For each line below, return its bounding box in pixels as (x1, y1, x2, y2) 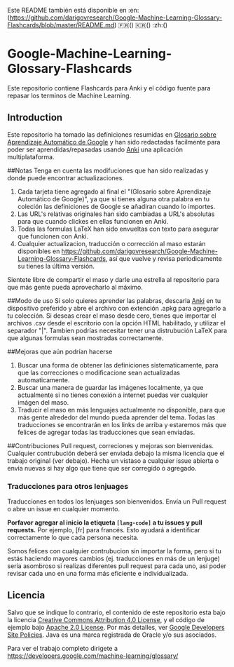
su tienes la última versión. (17, 262, 95, 270)
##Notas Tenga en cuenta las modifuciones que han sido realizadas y (7, 166, 209, 175)
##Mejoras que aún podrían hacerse (7, 347, 113, 356)
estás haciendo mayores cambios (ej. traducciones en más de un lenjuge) (7, 554, 221, 563)
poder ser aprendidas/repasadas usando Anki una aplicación (7, 145, 184, 154)
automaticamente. (17, 375, 70, 384)
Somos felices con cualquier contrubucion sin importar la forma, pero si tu (7, 547, 222, 555)
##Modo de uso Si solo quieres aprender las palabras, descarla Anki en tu (7, 296, 221, 304)
